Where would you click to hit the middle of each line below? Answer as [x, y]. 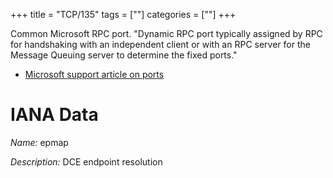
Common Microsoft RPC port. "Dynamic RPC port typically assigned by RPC [166, 33]
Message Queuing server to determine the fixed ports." [124, 55]
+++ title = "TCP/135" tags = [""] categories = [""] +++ [123, 14]
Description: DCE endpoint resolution [86, 161]
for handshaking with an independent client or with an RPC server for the [160, 44]
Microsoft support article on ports [94, 74]
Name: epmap [39, 142]
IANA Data [54, 115]
